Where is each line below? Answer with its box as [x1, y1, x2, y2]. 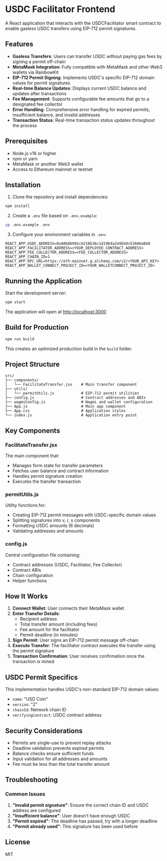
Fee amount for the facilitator [19, 627, 80, 633]
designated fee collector [12, 101, 63, 107]
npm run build [5, 337, 35, 342]
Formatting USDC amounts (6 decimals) [12, 522, 95, 529]
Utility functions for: [5, 502, 46, 508]
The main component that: [5, 453, 60, 459]
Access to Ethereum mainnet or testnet [12, 166, 93, 172]
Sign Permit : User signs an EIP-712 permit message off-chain [12, 637, 139, 643]
